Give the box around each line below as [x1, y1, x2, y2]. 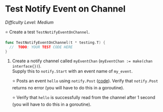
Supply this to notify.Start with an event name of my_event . [12, 68, 133, 74]
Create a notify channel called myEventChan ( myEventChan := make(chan [12, 58, 153, 64]
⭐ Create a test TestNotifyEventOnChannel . [5, 29, 90, 35]
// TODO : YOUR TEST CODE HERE [9, 44, 73, 49]
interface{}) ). [12, 63, 41, 69]
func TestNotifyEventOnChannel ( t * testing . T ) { [5, 40, 106, 45]
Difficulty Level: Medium [5, 19, 54, 25]
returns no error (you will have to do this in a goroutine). [12, 84, 125, 90]
